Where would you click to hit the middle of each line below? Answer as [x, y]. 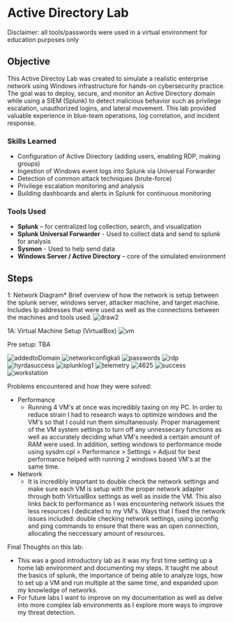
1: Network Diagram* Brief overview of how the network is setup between [113, 295]
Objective [29, 62]
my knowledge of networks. [57, 590]
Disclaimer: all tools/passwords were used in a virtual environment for [107, 32]
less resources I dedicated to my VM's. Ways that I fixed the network [127, 511]
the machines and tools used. [50, 317]
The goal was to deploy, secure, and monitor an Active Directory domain [111, 93]
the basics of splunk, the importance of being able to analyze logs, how [120, 576]
